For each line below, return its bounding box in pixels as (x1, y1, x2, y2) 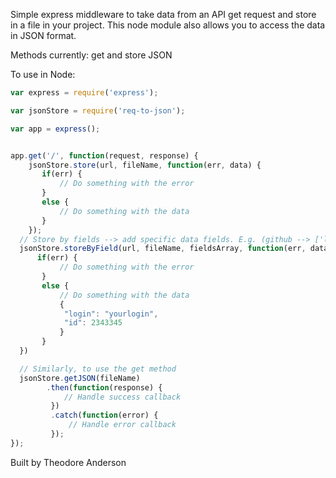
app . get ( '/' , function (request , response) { (10, 150, 199, 161)
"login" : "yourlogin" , (63, 309, 159, 319)
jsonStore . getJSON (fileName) (19, 373, 141, 383)
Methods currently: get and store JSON (10, 49, 173, 61)
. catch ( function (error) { (50, 410, 159, 421)
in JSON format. (10, 30, 77, 41)
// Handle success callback (63, 392, 182, 402)
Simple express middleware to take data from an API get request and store (10, 9, 317, 20)
